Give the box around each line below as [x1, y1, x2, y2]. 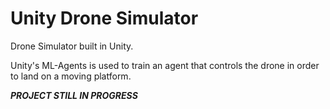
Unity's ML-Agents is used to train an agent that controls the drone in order [10, 59, 320, 71]
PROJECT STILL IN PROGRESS [10, 89, 138, 101]
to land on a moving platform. [10, 70, 132, 82]
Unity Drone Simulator [10, 7, 199, 30]
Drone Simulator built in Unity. [10, 40, 134, 52]
